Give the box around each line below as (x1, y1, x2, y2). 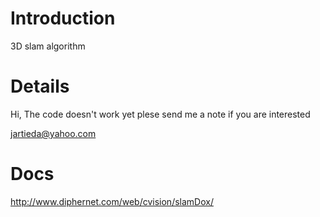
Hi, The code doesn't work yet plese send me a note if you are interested (10, 108, 311, 120)
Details (10, 75, 70, 98)
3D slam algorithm (10, 40, 86, 52)
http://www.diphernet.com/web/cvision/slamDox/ (10, 195, 214, 207)
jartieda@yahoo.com (10, 127, 97, 139)
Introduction (10, 7, 116, 30)
